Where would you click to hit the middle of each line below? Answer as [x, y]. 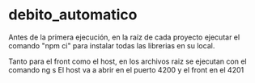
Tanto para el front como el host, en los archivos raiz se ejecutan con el [127, 61]
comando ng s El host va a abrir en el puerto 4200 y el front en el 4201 [126, 69]
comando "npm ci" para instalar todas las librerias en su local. [112, 45]
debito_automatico [73, 15]
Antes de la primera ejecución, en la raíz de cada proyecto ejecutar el [124, 37]
